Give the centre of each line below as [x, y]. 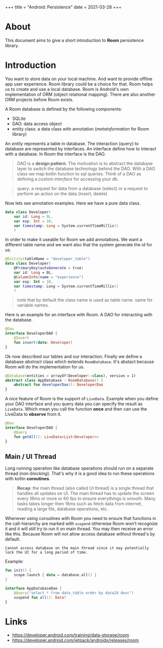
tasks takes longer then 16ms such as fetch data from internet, [80, 504]
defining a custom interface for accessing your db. [68, 179]
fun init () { [18, 571]
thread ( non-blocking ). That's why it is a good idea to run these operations [80, 474]
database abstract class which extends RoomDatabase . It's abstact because [80, 362]
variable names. [33, 305]
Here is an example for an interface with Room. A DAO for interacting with [79, 315]
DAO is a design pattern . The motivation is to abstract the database [85, 163]
